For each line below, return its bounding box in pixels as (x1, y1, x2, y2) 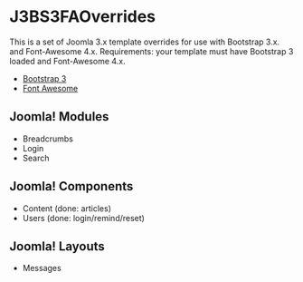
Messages (22, 263, 62, 274)
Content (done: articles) (22, 202, 111, 214)
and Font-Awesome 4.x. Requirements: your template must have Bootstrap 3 (9, 45, 294, 56)
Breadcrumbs (22, 133, 74, 144)
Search (22, 152, 50, 163)
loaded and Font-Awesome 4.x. (9, 55, 126, 66)
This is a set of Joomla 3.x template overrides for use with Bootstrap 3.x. (9, 36, 280, 47)
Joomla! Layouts (9, 238, 106, 254)
